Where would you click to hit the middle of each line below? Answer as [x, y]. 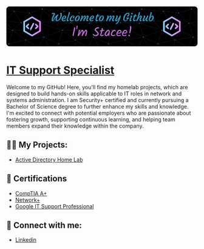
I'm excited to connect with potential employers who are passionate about [99, 113]
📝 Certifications [37, 179]
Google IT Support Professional [54, 206]
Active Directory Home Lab [49, 159]
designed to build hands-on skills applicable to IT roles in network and [94, 94]
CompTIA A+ [31, 193]
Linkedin [26, 240]
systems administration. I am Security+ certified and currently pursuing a [98, 100]
